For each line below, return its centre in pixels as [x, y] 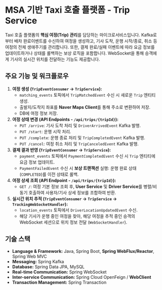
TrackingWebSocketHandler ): [40, 204]
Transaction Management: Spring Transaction [59, 282]
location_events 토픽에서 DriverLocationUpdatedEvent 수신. [79, 210]
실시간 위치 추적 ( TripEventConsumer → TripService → [64, 199]
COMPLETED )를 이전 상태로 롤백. [50, 174]
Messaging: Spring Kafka [38, 261]
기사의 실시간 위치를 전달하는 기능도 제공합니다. [55, 59]
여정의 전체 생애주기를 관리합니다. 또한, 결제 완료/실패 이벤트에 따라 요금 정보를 [80, 47]
